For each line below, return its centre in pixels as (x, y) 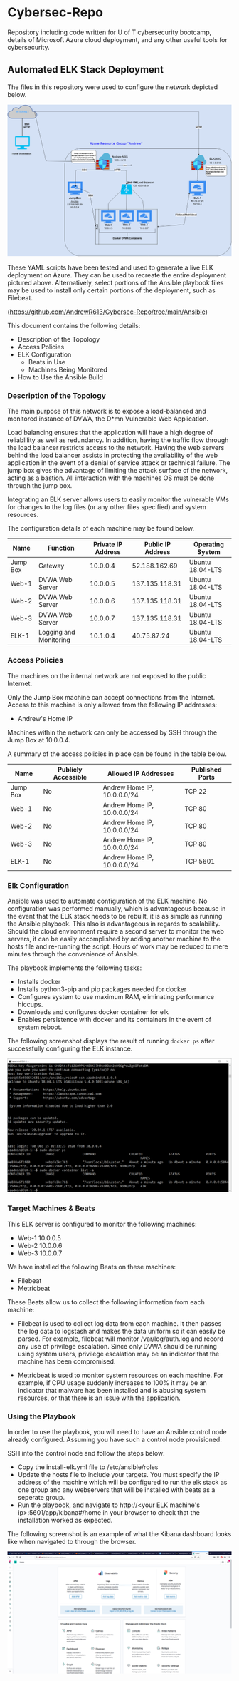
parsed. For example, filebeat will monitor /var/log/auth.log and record (121, 1339)
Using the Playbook (42, 1416)
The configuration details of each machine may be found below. (101, 528)
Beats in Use (47, 362)
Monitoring (54, 640)
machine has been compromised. (67, 1361)
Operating (208, 544)
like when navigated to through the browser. (72, 1542)
